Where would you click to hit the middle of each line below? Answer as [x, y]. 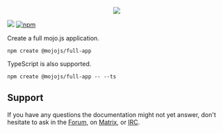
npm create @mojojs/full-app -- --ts [62, 77]
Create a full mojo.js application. [53, 38]
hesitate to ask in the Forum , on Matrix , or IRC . [74, 122]
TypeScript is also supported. [49, 64]
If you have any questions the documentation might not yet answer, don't [112, 114]
